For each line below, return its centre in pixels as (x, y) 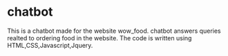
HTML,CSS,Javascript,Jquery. (50, 45)
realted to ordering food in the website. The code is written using (99, 38)
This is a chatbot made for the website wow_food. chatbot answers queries (114, 31)
